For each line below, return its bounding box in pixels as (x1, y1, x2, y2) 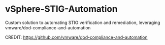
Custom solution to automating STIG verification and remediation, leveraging (5, 20, 161, 25)
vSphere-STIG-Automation (5, 3, 118, 15)
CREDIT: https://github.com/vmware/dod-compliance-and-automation (5, 34, 148, 40)
